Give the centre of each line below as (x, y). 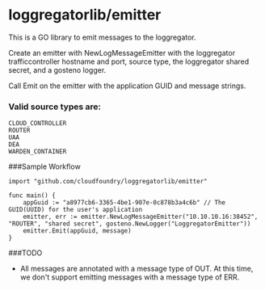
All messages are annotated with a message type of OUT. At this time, (137, 269)
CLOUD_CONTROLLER (38, 124)
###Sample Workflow (44, 166)
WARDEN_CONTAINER (38, 152)
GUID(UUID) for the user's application (76, 210)
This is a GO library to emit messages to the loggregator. (102, 37)
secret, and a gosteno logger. (57, 69)
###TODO (25, 253)
